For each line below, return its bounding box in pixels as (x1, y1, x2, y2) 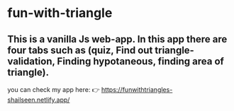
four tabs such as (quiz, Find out (7, 44, 153, 56)
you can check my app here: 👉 (7, 86, 100, 93)
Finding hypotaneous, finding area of (57, 55, 225, 67)
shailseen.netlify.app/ (7, 95, 70, 104)
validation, (7, 55, 55, 67)
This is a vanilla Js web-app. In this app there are (7, 33, 228, 45)
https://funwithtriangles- (101, 86, 173, 93)
